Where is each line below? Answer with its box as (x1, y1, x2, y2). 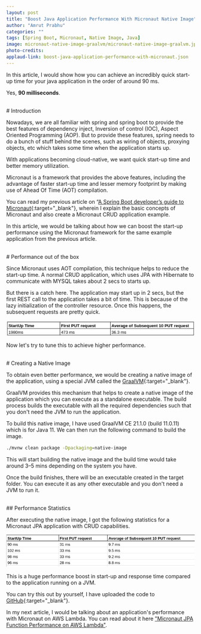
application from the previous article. (6, 235, 97, 242)
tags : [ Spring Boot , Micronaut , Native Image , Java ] (6, 35, 141, 41)
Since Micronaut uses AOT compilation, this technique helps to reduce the (6, 264, 189, 272)
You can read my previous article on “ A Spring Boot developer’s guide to (6, 198, 184, 205)
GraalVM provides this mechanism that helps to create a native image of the (6, 389, 193, 396)
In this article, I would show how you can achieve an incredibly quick (6, 71, 175, 78)
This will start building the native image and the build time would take (6, 455, 176, 463)
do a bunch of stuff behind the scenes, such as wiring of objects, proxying (6, 138, 190, 145)
